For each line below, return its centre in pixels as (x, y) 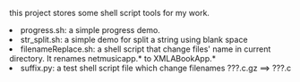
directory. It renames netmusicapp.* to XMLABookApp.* (113, 58)
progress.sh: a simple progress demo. (91, 30)
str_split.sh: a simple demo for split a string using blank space (134, 40)
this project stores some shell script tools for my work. (110, 13)
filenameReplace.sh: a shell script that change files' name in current (146, 49)
